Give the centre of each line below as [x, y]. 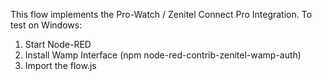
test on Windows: [46, 25]
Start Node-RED [58, 44]
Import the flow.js [60, 65]
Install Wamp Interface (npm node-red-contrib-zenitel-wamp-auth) [163, 55]
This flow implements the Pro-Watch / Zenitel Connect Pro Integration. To [161, 14]
